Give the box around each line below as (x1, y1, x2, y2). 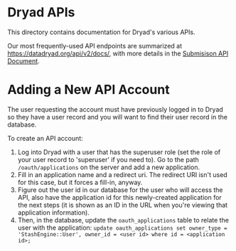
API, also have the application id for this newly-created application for (17, 193, 222, 201)
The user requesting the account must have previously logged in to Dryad (7, 105, 224, 114)
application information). (17, 208, 90, 217)
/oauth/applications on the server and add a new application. (17, 163, 200, 171)
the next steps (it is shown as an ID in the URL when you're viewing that (17, 201, 228, 209)
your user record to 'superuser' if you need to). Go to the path (17, 155, 199, 164)
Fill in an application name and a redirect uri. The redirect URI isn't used (17, 170, 227, 178)
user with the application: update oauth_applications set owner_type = (17, 223, 227, 232)
